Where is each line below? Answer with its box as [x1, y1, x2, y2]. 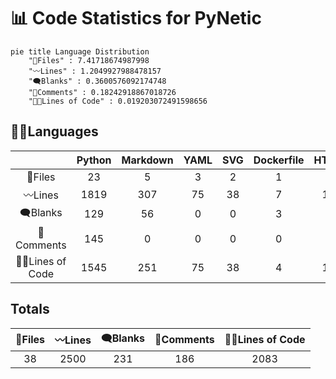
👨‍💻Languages [10, 123, 99, 140]
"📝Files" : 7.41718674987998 [28, 55, 150, 65]
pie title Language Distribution [10, 46, 150, 57]
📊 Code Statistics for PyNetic [10, 7, 262, 30]
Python [76, 153, 112, 167]
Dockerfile [253, 153, 305, 167]
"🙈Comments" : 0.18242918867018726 [28, 87, 177, 97]
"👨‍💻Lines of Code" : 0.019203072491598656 [28, 96, 208, 106]
